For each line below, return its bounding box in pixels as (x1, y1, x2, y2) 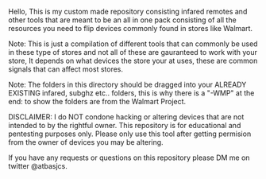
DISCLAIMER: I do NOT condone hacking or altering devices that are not (8, 112, 245, 122)
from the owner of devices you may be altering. (8, 138, 164, 146)
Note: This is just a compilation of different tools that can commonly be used (8, 39, 258, 49)
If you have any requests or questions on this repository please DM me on (8, 153, 250, 162)
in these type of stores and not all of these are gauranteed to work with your (8, 48, 258, 56)
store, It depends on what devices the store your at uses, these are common (8, 56, 258, 65)
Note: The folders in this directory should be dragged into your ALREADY (8, 80, 247, 89)
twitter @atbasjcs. (8, 161, 67, 170)
